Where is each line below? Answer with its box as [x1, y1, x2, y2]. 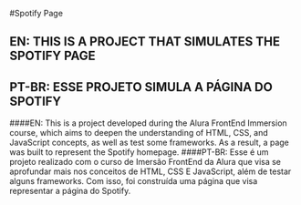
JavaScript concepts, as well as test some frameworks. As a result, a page [9, 137, 290, 149]
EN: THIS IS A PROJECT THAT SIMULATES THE [9, 34, 281, 49]
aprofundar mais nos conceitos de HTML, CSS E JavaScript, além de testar [9, 166, 292, 177]
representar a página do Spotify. [9, 186, 131, 197]
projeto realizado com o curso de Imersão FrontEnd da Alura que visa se [9, 157, 281, 168]
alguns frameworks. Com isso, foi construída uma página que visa [9, 176, 258, 187]
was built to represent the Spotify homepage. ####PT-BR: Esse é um [9, 147, 269, 158]
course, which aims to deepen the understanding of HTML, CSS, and [9, 128, 269, 138]
